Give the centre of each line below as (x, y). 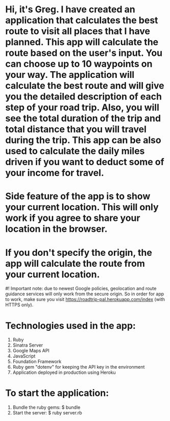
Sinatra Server (28, 345)
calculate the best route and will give (85, 86)
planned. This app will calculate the (82, 42)
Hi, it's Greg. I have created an (70, 9)
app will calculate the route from (75, 263)
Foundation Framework (37, 362)
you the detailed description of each (84, 97)
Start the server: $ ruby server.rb (47, 413)
